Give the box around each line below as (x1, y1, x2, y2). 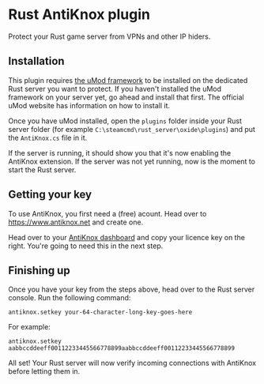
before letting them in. (8, 367, 81, 376)
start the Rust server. (8, 164, 77, 175)
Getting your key (8, 188, 92, 201)
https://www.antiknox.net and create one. (8, 217, 144, 227)
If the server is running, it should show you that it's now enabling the (8, 148, 232, 157)
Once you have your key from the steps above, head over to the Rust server (8, 284, 255, 294)
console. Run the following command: (8, 293, 131, 303)
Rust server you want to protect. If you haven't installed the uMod (8, 84, 222, 93)
